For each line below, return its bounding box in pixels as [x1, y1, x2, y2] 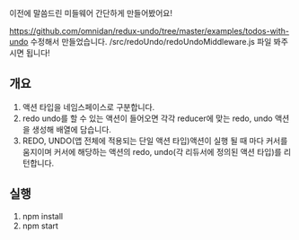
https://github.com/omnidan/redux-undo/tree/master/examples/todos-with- [9, 26, 290, 36]
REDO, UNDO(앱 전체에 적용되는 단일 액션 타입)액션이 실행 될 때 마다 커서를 [22, 135, 288, 146]
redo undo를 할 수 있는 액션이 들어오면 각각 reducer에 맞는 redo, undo [22, 113, 273, 124]
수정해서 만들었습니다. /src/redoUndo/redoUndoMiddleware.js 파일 [30, 37, 272, 47]
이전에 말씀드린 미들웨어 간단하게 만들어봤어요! [9, 8, 173, 18]
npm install [22, 210, 64, 221]
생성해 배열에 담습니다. [31, 124, 112, 134]
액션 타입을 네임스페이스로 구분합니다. [22, 101, 155, 112]
